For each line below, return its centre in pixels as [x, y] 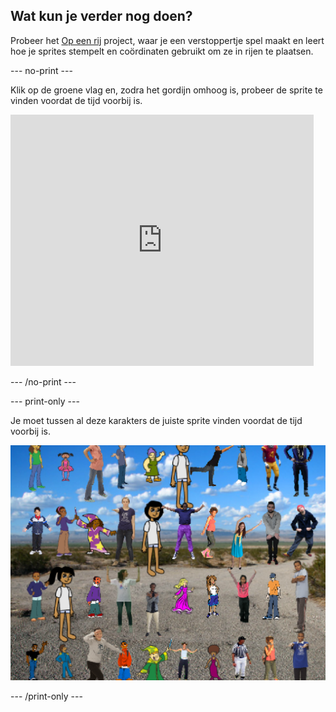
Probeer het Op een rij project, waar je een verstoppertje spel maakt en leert [167, 40]
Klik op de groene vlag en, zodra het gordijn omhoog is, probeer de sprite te [166, 90]
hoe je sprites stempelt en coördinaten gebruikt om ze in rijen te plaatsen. [162, 51]
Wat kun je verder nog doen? [101, 16]
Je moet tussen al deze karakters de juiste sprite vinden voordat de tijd [156, 420]
